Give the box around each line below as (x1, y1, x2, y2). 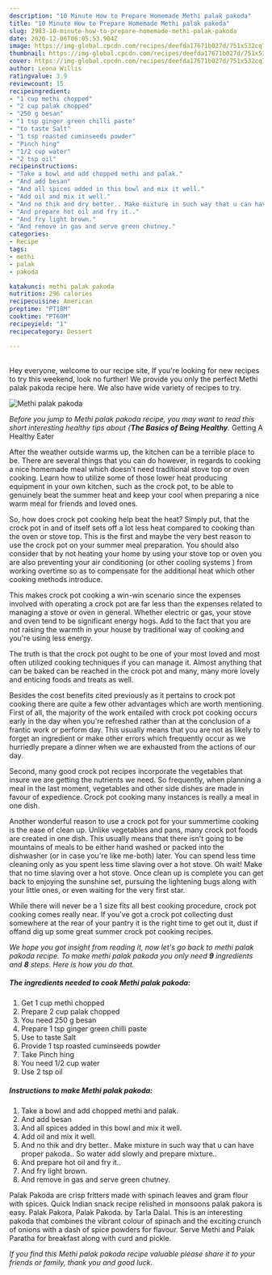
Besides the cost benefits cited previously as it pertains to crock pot (9, 690, 236, 700)
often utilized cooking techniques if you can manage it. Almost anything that (9, 657, 262, 667)
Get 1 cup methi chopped (20, 998, 105, 1008)
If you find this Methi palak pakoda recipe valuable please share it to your (9, 1249, 255, 1259)
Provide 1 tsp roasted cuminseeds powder (20, 1041, 161, 1051)
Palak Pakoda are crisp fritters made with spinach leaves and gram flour (9, 1191, 249, 1201)
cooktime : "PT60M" (9, 312, 71, 321)
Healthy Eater (9, 431, 55, 441)
